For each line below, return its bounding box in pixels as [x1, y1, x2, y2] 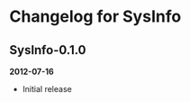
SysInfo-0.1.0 [9, 42, 87, 58]
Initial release [22, 84, 72, 94]
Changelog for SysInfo [9, 6, 182, 27]
